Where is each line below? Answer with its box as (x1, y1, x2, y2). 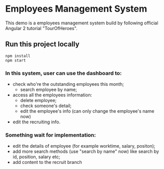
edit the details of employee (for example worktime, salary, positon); (12, 143, 156, 149)
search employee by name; (20, 87, 77, 93)
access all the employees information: (12, 92, 92, 98)
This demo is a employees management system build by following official (5, 20, 158, 26)
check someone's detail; (20, 103, 72, 109)
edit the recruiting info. (12, 119, 61, 125)
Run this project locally (5, 40, 80, 49)
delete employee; (20, 97, 57, 104)
